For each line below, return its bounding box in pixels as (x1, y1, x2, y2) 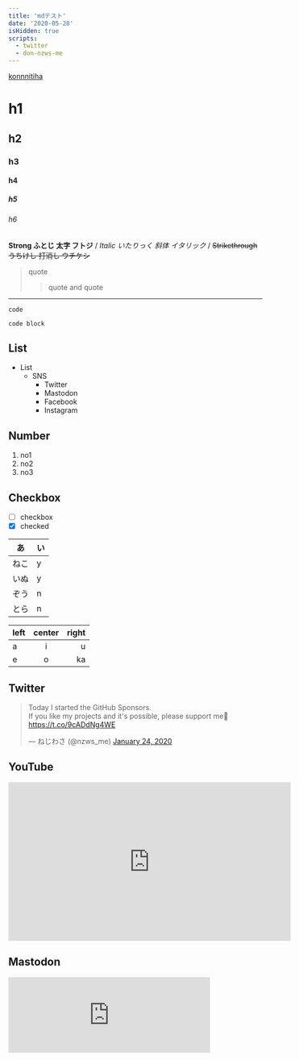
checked (19, 522, 50, 531)
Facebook (44, 397, 78, 407)
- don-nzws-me (15, 49, 63, 57)
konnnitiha (8, 72, 44, 81)
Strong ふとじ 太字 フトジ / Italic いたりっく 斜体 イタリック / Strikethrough (8, 240, 258, 250)
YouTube (8, 760, 54, 774)
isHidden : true (8, 27, 60, 35)
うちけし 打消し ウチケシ (8, 251, 90, 260)
